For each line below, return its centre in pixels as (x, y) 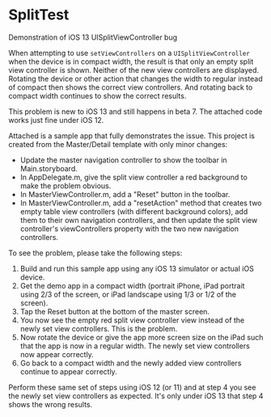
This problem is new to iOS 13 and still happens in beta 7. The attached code (135, 112)
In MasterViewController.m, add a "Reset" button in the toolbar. (125, 194)
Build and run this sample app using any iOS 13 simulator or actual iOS (137, 268)
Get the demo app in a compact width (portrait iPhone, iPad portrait (132, 285)
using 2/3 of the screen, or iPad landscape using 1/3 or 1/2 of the (128, 294)
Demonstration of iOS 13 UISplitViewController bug (93, 37)
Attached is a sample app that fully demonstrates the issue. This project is (131, 136)
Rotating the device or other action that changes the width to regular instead (135, 78)
